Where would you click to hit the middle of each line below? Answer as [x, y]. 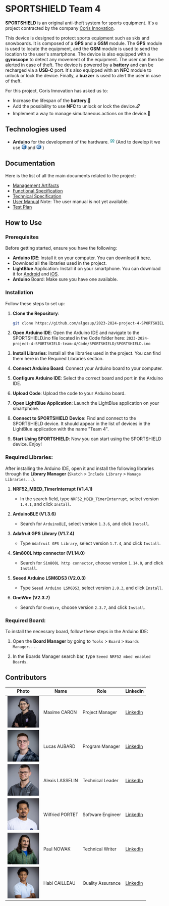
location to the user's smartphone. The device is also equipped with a [78, 54]
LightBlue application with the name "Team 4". [61, 429]
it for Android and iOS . [36, 274]
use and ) [28, 148]
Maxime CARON [60, 712]
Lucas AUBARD [60, 746]
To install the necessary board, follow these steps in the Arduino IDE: [77, 632]
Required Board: [25, 621]
